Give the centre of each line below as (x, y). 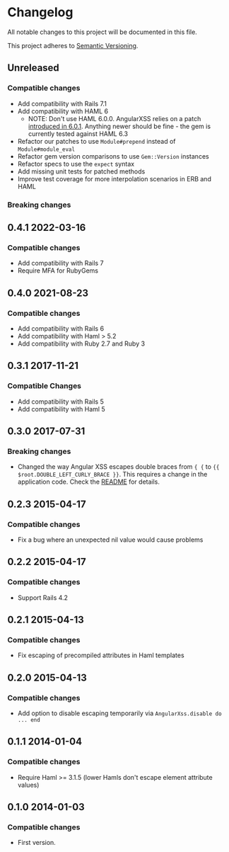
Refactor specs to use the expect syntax (76, 164)
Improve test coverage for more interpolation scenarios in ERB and (114, 178)
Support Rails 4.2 (43, 597)
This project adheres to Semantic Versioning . (73, 45)
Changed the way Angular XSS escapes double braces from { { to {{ (118, 467)
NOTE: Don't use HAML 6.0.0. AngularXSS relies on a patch (114, 118)
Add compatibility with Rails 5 (60, 402)
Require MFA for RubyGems (58, 271)
